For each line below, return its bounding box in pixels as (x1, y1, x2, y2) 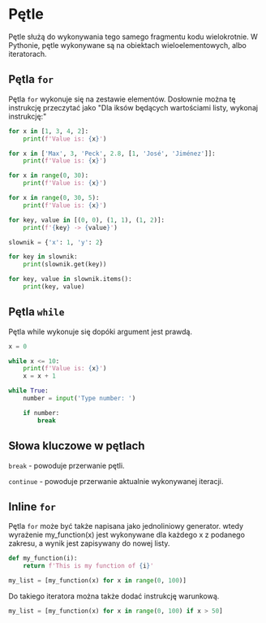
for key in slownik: (8, 253, 79, 261)
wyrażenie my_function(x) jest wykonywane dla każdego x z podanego (8, 530, 246, 540)
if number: (23, 409, 60, 417)
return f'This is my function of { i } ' (23, 562, 154, 570)
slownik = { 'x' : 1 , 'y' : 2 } (8, 238, 104, 246)
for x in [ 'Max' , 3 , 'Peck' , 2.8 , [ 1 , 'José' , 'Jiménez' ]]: (8, 149, 217, 158)
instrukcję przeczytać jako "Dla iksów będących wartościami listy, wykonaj (8, 102, 258, 112)
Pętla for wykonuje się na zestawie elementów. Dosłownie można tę (8, 94, 236, 104)
